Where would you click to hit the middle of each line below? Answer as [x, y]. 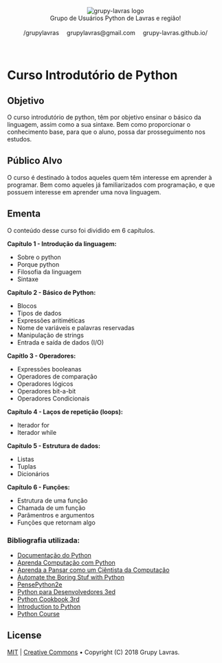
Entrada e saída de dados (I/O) [60, 342]
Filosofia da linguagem [49, 272]
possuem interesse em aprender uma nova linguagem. [84, 192]
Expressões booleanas [49, 369]
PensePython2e [40, 584]
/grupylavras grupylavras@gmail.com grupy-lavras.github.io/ [115, 33]
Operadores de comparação [57, 376]
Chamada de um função [51, 508]
